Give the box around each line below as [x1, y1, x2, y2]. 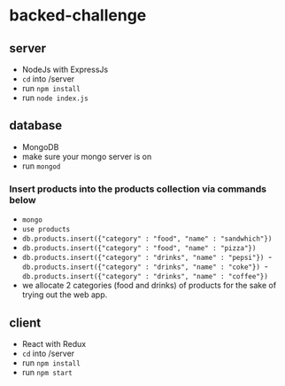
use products [21, 225, 71, 234]
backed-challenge [9, 5, 147, 26]
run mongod [21, 161, 61, 171]
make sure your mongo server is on [21, 151, 152, 161]
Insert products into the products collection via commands [9, 183, 267, 195]
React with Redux [21, 338, 87, 349]
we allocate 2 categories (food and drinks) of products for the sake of [21, 280, 277, 291]
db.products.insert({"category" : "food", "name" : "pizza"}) [21, 244, 257, 253]
